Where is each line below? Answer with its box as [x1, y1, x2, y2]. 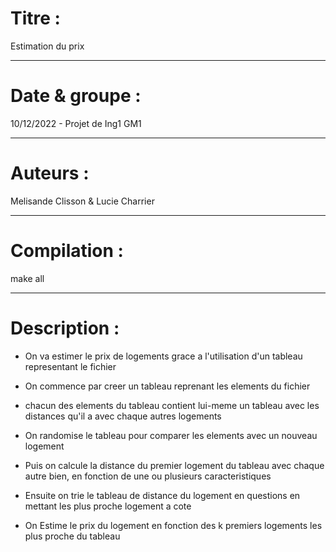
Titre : [10, 7, 61, 30]
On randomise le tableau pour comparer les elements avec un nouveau [24, 429, 318, 441]
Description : [10, 317, 120, 339]
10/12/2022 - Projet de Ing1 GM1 [10, 117, 142, 129]
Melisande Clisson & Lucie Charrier [10, 195, 155, 207]
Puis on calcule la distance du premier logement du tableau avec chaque [24, 459, 325, 471]
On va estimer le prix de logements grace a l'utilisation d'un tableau [24, 350, 303, 362]
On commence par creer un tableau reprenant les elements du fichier [24, 380, 311, 392]
